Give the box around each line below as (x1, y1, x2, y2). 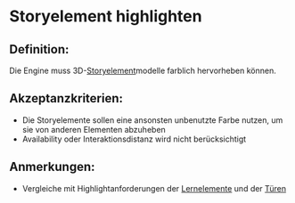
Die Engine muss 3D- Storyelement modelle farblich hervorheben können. (9, 65, 276, 76)
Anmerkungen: (9, 159, 95, 175)
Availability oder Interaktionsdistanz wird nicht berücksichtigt (21, 134, 247, 144)
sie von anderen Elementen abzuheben (21, 124, 167, 134)
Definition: (9, 42, 70, 57)
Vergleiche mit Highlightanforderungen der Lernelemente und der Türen (21, 183, 287, 193)
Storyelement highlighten (9, 6, 202, 27)
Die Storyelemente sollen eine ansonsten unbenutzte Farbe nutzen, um (21, 114, 283, 126)
